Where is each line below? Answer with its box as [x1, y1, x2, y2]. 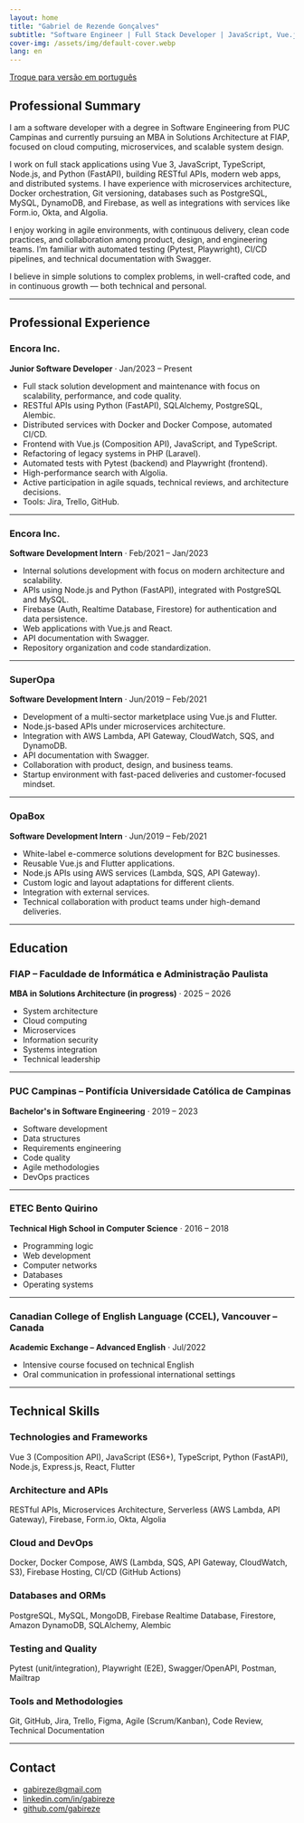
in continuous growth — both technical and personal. [9, 280, 207, 291]
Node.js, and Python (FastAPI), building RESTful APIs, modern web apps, [9, 168, 281, 179]
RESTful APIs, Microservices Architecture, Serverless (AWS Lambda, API [9, 1504, 280, 1515]
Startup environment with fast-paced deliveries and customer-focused [22, 769, 287, 780]
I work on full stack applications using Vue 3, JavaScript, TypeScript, [9, 158, 266, 169]
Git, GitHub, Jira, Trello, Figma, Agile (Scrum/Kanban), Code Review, [9, 1715, 264, 1726]
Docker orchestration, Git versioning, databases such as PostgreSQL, [9, 187, 268, 198]
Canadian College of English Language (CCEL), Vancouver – [9, 1310, 278, 1322]
